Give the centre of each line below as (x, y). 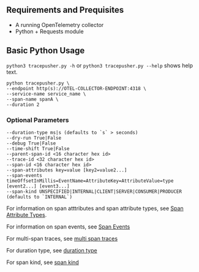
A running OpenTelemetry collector (59, 25)
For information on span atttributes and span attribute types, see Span (95, 208)
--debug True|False (31, 143)
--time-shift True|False (38, 149)
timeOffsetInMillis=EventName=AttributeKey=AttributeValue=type (90, 181)
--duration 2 (23, 104)
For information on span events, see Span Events (68, 227)
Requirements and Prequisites (65, 10)
